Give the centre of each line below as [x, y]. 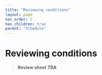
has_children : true [26, 24]
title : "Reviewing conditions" [38, 10]
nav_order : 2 [19, 19]
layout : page [19, 15]
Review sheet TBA [37, 67]
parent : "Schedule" [26, 29]
